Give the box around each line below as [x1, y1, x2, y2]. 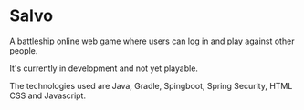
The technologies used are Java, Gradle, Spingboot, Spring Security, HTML [9, 80, 293, 91]
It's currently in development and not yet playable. [9, 63, 199, 74]
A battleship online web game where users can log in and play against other [9, 35, 295, 46]
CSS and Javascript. [9, 90, 87, 101]
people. [9, 45, 38, 55]
